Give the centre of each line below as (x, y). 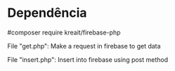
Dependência (47, 13)
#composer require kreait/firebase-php (64, 32)
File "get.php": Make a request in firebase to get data (84, 46)
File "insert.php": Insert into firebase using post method (88, 59)
